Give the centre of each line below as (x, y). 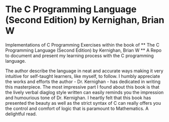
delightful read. (21, 114)
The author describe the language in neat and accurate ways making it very (84, 71)
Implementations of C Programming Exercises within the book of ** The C (82, 45)
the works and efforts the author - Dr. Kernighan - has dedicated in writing (83, 82)
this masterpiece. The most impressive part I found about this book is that (82, 87)
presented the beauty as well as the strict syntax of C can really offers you (83, 103)
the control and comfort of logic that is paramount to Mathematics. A (77, 108)
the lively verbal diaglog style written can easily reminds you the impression (84, 92)
